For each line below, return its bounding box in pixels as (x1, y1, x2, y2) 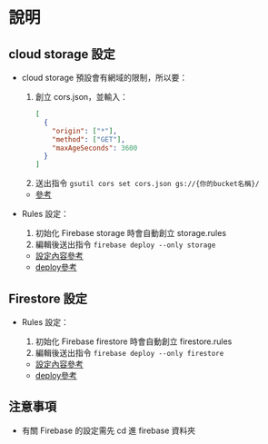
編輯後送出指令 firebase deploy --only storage (35, 239, 216, 250)
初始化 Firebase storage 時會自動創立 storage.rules (35, 228, 227, 239)
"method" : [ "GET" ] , (52, 134, 126, 144)
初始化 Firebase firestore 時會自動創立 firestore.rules (35, 336, 233, 347)
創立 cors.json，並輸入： (35, 92, 129, 102)
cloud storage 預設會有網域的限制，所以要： (21, 73, 188, 83)
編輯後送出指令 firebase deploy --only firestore (35, 347, 224, 358)
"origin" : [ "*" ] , (52, 126, 117, 135)
